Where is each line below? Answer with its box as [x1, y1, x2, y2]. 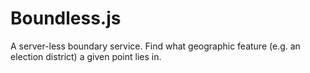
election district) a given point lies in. [10, 50, 162, 62]
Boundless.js [10, 7, 122, 30]
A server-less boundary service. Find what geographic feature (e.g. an [10, 40, 301, 52]
